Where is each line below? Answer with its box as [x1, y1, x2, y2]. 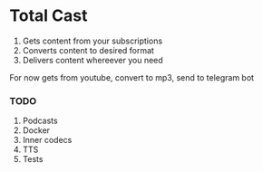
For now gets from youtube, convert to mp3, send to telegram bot [9, 72, 255, 82]
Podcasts [22, 115, 58, 127]
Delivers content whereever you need [22, 54, 163, 65]
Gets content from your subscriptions [22, 35, 163, 46]
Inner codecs [22, 135, 73, 146]
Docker [22, 125, 51, 136]
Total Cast [9, 5, 88, 26]
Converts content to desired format [22, 44, 154, 55]
